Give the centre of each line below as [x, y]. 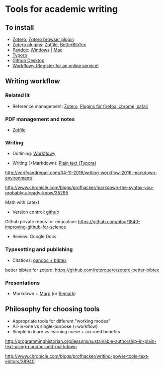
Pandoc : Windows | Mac [37, 50]
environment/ [19, 178]
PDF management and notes [40, 119]
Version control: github [36, 212]
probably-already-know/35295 [37, 193]
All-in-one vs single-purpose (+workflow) [55, 326]
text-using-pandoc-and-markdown [41, 346]
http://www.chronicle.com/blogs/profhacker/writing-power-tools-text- [77, 356]
